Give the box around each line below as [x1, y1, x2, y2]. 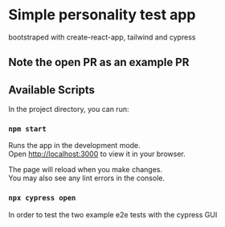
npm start [8, 125, 47, 134]
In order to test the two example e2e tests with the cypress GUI [8, 209, 218, 219]
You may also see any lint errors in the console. [8, 173, 165, 183]
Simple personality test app [8, 6, 196, 24]
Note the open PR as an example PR [8, 56, 190, 69]
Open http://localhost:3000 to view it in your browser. [8, 149, 186, 159]
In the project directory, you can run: [8, 105, 129, 114]
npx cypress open [8, 193, 76, 203]
